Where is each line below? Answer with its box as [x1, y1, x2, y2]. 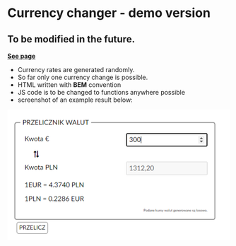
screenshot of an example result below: [17, 95, 133, 104]
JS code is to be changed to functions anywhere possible [17, 88, 186, 96]
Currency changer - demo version [7, 5, 211, 21]
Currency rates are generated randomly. [17, 66, 135, 74]
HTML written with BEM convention [17, 81, 122, 89]
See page [7, 52, 36, 60]
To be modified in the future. [7, 33, 136, 45]
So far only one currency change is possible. [17, 73, 148, 81]
